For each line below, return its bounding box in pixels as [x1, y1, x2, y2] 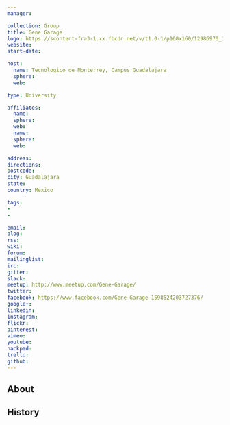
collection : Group [7, 22, 60, 29]
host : [7, 60, 23, 67]
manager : [7, 10, 32, 17]
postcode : [7, 167, 36, 175]
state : [7, 180, 26, 187]
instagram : [7, 313, 38, 320]
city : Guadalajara [7, 174, 60, 181]
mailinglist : [7, 256, 44, 263]
